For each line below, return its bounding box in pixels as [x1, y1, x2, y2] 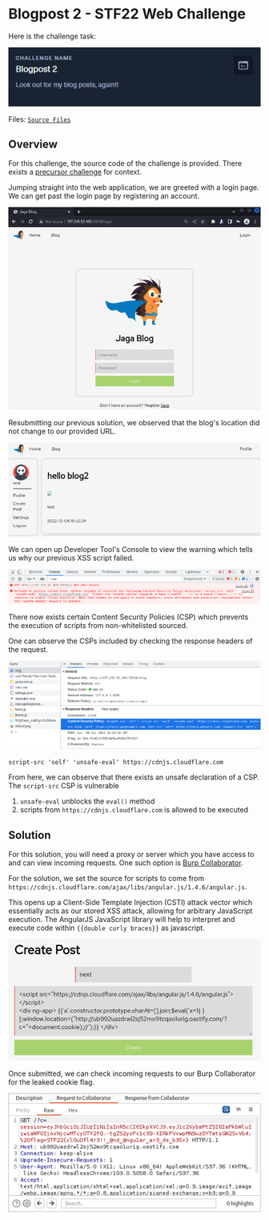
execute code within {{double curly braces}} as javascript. [8, 923, 206, 933]
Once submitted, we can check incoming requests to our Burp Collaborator [8, 1069, 256, 1078]
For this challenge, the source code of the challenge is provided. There [8, 159, 243, 168]
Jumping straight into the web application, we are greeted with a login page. [8, 183, 259, 192]
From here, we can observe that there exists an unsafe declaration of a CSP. [8, 772, 260, 782]
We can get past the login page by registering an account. [8, 191, 200, 201]
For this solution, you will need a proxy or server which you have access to [8, 850, 255, 860]
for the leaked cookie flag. [8, 1077, 94, 1086]
